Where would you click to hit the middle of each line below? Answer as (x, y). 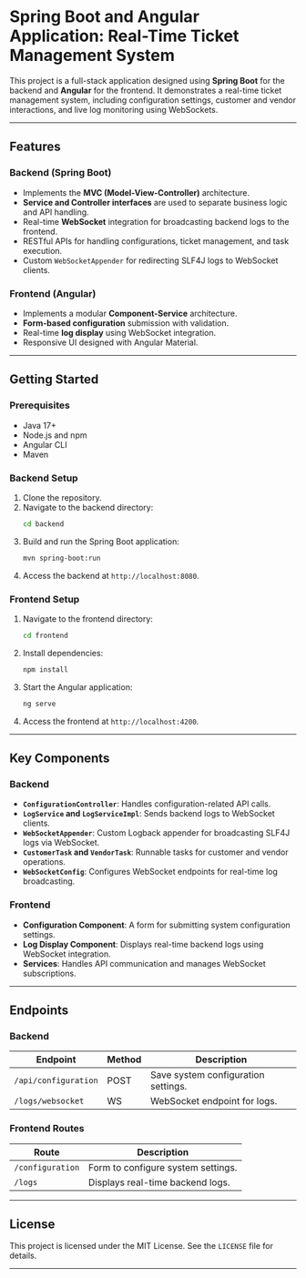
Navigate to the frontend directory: (87, 619)
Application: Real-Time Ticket (124, 36)
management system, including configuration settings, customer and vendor (153, 100)
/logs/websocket (49, 1101)
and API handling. (56, 212)
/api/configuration (56, 1081)
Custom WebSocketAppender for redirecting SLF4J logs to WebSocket (150, 260)
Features (35, 147)
